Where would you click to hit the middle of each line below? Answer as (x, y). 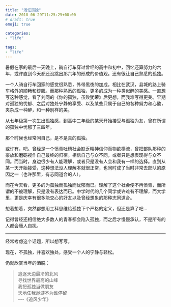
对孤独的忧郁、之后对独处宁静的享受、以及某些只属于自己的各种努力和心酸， (85, 103)
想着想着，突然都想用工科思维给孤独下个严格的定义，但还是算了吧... (76, 208)
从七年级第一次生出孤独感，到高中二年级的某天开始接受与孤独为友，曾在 (81, 121)
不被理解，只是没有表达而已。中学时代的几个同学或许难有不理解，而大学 (90, 191)
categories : (18, 34)
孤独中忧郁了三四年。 (32, 127)
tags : (11, 47)
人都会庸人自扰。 (23, 226)
